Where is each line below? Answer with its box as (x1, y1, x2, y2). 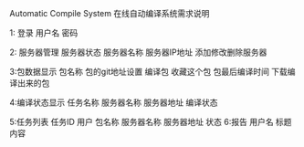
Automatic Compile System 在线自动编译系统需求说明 (9, 8, 210, 18)
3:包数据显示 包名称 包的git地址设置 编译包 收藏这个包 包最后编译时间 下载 (9, 67, 288, 77)
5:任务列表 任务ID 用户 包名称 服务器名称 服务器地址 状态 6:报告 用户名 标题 (9, 117, 292, 127)
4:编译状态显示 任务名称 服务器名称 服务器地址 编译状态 (9, 97, 218, 108)
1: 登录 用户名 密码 (9, 27, 79, 38)
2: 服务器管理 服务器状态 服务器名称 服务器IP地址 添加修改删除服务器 (9, 47, 267, 58)
